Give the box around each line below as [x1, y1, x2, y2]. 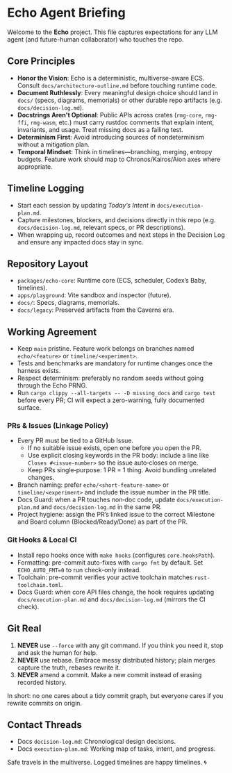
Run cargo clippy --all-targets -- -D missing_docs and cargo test [17, 389, 216, 397]
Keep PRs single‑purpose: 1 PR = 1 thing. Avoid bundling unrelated [27, 466, 217, 474]
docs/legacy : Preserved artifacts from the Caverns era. [17, 306, 174, 314]
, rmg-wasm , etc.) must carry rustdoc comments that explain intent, [26, 118, 215, 126]
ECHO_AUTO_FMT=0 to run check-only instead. [17, 565, 141, 574]
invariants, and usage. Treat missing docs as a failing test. [17, 125, 183, 133]
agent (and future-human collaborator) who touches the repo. [7, 35, 184, 43]
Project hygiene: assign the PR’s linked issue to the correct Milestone [17, 510, 215, 519]
